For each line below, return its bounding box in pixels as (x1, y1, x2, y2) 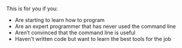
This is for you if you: (6, 5, 58, 12)
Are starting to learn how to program (14, 17, 105, 23)
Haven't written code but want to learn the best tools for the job (14, 36, 172, 42)
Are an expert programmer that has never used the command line (14, 23, 176, 30)
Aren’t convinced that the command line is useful (14, 29, 135, 36)
